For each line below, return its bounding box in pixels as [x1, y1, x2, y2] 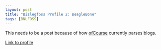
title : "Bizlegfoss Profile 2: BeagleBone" [5, 12, 97, 17]
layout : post [5, 7, 32, 12]
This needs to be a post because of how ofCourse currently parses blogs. [5, 30, 157, 36]
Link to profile [5, 40, 34, 46]
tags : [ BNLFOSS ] [5, 16, 39, 21]
